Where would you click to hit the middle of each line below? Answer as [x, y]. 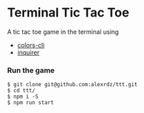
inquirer [28, 52]
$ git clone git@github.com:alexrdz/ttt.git [72, 85]
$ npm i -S [23, 97]
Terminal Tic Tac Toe [68, 13]
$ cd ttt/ [21, 91]
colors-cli [31, 45]
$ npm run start [30, 103]
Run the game [31, 70]
